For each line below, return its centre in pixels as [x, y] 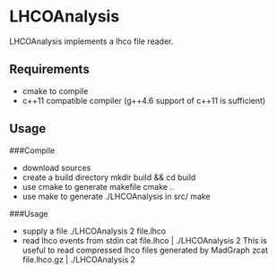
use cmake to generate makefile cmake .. [98, 186]
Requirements [49, 69]
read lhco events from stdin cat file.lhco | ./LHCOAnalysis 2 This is [144, 240]
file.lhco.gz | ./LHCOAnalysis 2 [79, 259]
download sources [56, 167]
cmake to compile [55, 90]
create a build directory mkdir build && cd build [109, 177]
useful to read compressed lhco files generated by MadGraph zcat [145, 250]
